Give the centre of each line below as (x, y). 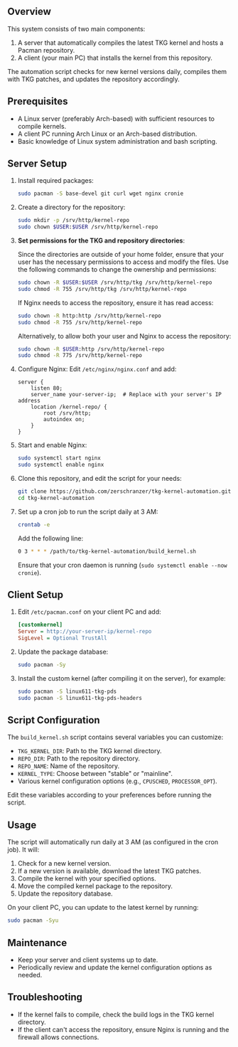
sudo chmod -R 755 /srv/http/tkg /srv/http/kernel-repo (102, 289)
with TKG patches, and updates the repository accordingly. (93, 79)
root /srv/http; (67, 413)
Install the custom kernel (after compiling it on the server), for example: (121, 678)
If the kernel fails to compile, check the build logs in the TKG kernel (116, 1014)
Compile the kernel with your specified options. (87, 878)
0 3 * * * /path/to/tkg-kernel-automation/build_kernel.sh (107, 551)
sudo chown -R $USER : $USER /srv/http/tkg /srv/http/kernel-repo (115, 283)
